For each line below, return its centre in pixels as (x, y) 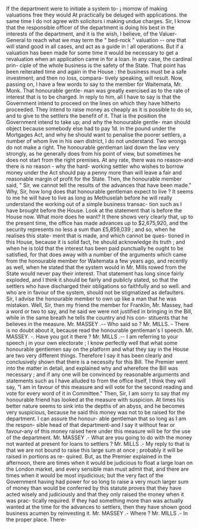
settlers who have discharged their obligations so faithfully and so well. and (99, 286)
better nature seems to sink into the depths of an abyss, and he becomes (96, 406)
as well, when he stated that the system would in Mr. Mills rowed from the (96, 267)
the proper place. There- (36, 520)
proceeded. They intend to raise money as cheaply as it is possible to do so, (99, 110)
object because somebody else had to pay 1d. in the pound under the (91, 128)
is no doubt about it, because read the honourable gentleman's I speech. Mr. (100, 330)
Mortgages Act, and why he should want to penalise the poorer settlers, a (96, 135)
